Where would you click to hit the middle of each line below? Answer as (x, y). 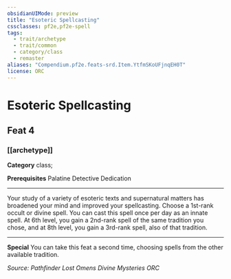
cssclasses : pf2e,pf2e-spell (49, 26)
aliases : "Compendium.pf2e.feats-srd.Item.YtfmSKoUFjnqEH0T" (97, 65)
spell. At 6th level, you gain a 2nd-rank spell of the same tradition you (106, 220)
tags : (15, 33)
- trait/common (35, 45)
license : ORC (26, 71)
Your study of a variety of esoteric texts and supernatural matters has (106, 198)
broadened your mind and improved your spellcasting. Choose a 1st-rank (110, 206)
